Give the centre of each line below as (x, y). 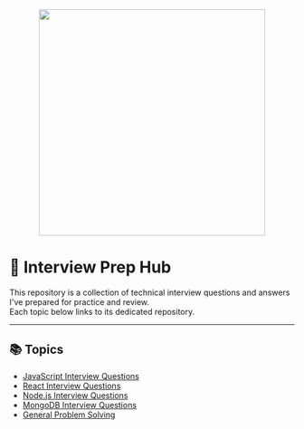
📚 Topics (37, 350)
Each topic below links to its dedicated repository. (102, 311)
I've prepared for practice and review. (80, 301)
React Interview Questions (71, 386)
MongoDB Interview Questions (80, 405)
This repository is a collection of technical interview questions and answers (150, 292)
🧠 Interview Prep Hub (90, 267)
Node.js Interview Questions (75, 395)
